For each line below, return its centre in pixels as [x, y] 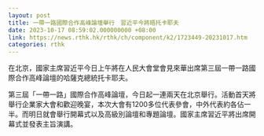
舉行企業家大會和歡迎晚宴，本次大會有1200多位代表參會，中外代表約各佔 [126, 105]
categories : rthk [37, 45]
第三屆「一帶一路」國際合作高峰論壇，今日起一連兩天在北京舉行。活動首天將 [132, 94]
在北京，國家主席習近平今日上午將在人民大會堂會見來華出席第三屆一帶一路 [128, 68]
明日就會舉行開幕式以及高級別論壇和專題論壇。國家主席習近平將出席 [139, 114]
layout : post [29, 15]
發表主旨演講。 [53, 124]
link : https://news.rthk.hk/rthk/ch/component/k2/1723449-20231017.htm [128, 37]
